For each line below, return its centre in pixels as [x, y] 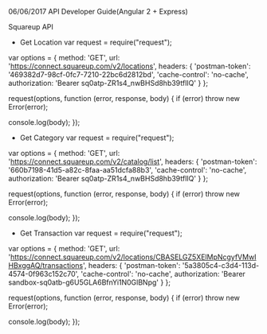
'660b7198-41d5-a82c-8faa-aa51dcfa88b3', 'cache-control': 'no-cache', [128, 170]
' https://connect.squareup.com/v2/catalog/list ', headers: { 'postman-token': [133, 161]
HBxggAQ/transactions [46, 265]
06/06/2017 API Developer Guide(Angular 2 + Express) [98, 12]
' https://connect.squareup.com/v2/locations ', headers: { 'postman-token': [130, 66]
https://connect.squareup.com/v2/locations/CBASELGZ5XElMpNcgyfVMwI [133, 257]
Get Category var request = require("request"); [97, 138]
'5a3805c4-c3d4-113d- [221, 265]
